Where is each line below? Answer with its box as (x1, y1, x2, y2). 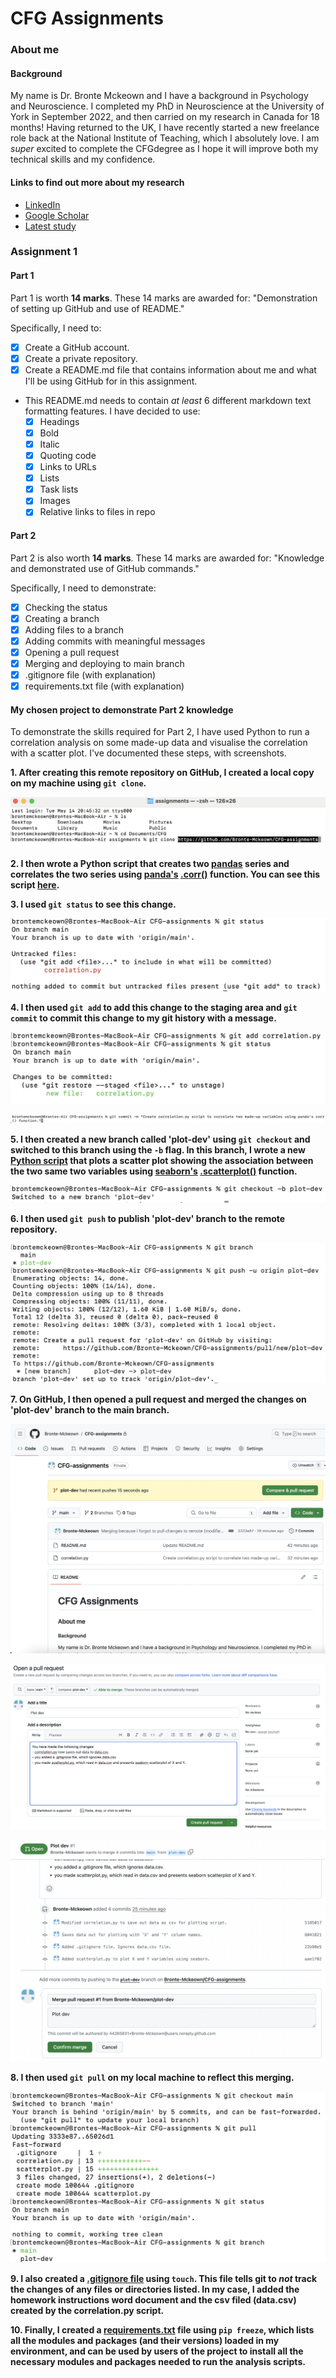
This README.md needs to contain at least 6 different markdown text (24, 394, 312, 406)
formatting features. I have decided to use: (24, 405, 201, 417)
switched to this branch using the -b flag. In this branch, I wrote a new (10, 1144, 306, 1156)
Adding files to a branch (24, 623, 125, 636)
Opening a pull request (24, 646, 120, 658)
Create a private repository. (24, 352, 138, 364)
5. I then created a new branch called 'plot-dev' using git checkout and (10, 1133, 311, 1146)
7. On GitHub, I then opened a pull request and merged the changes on (10, 1393, 307, 1406)
